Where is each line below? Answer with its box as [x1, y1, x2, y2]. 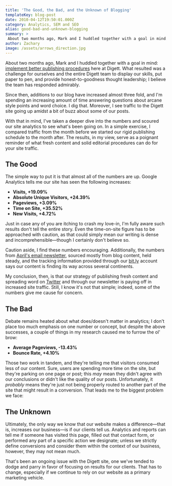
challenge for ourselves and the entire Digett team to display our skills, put [5, 70, 162, 77]
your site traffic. [5, 145, 39, 151]
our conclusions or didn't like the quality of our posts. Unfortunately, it [5, 376, 153, 382]
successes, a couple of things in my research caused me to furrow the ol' [5, 329, 161, 335]
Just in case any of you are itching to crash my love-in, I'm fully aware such [5, 221, 165, 227]
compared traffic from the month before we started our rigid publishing [5, 129, 155, 135]
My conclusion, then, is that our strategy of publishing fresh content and [5, 273, 158, 280]
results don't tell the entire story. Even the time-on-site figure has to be [5, 226, 155, 232]
